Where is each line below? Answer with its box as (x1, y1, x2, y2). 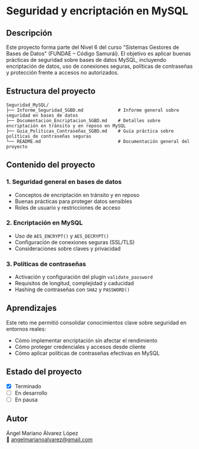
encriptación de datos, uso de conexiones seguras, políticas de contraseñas (6, 63, 193, 70)
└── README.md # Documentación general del (6, 138, 190, 144)
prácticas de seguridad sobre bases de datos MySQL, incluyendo (6, 57, 166, 63)
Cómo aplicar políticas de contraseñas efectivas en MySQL (14, 350, 160, 357)
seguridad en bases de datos (6, 112, 78, 119)
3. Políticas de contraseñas (6, 260, 86, 268)
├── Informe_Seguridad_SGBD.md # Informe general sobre (6, 107, 179, 113)
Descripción (6, 28, 52, 38)
